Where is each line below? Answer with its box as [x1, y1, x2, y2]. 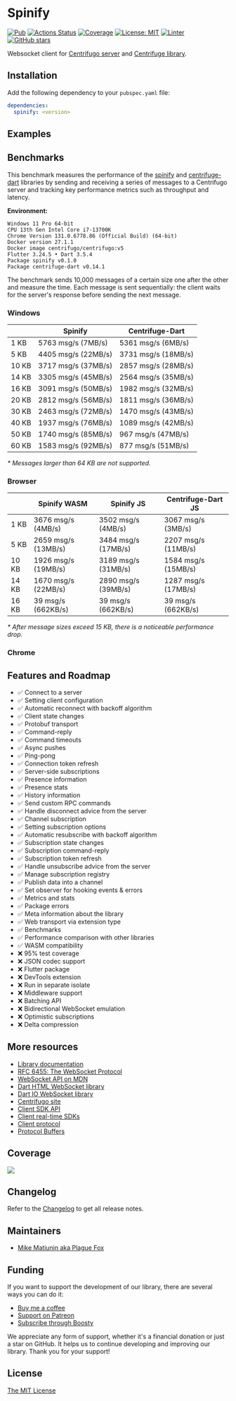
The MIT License [7, 1386, 56, 1395]
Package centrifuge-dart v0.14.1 [7, 263, 105, 270]
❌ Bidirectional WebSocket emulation [17, 1005, 125, 1013]
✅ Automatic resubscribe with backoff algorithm [17, 831, 157, 839]
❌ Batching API [17, 997, 62, 1005]
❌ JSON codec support [17, 957, 86, 966]
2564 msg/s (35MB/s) [119, 373, 195, 382]
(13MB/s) [34, 544, 66, 554]
